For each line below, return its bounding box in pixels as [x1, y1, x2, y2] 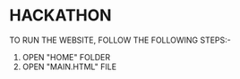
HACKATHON [9, 5, 112, 26]
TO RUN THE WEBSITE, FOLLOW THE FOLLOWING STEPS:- [9, 35, 231, 45]
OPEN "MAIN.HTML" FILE [21, 61, 117, 72]
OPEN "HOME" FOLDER [21, 51, 110, 62]
